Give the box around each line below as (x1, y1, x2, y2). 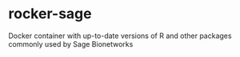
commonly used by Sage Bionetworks (8, 39, 134, 48)
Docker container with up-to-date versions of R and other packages (8, 31, 232, 40)
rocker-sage (8, 5, 92, 23)
